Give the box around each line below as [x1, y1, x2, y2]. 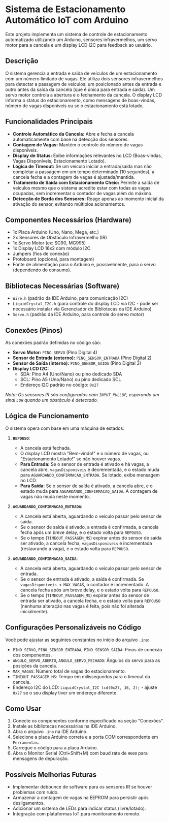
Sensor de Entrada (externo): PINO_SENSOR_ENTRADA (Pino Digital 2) [12, 355, 152, 361]
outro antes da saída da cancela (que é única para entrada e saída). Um [5, 86, 155, 92]
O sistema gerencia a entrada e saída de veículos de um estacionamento [5, 70, 157, 76]
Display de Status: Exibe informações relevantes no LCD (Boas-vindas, [12, 152, 162, 159]
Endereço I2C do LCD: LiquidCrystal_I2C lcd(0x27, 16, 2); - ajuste [12, 684, 157, 690]
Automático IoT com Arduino [5, 14, 129, 26]
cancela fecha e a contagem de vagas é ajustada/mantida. [12, 174, 136, 180]
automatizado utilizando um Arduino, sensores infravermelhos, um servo [5, 37, 157, 43]
